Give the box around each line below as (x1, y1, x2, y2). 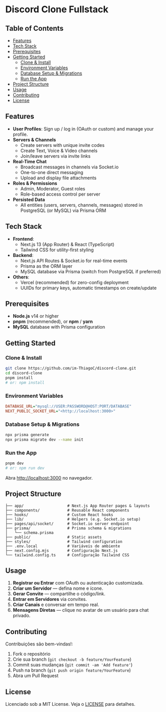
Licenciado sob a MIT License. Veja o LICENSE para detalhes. (5, 701, 136, 707)
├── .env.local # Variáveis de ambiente (5, 544, 120, 549)
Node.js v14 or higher (12, 313, 59, 319)
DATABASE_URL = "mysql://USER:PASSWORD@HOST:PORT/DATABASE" (5, 403, 132, 409)
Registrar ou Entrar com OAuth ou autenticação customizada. (12, 580, 144, 586)
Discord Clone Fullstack (5, 4, 109, 15)
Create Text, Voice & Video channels (20, 147, 98, 154)
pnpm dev (5, 461, 24, 466)
